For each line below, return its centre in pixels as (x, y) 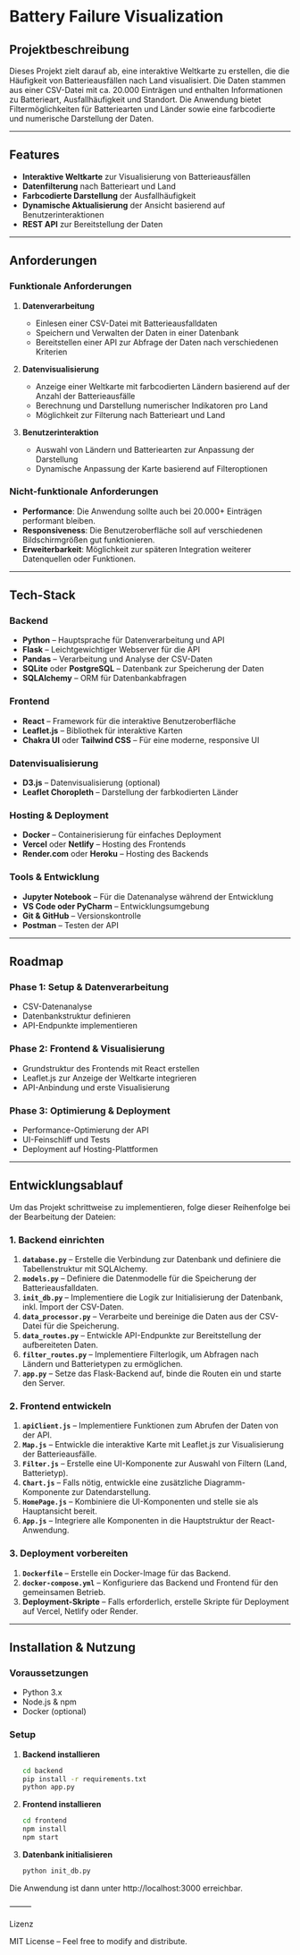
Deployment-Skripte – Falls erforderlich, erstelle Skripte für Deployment (155, 1601)
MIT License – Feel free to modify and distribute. (98, 1941)
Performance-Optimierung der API (85, 1130)
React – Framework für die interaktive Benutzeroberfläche (129, 721)
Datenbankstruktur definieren (76, 1016)
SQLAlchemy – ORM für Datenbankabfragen (104, 679)
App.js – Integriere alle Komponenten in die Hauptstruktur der (135, 1521)
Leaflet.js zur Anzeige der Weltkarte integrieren (109, 1078)
